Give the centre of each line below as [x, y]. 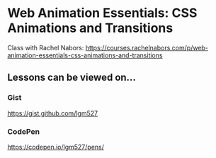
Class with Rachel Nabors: [46, 47]
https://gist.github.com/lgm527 [52, 113]
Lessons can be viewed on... [72, 78]
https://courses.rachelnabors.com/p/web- [147, 47]
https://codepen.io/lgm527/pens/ [56, 147]
